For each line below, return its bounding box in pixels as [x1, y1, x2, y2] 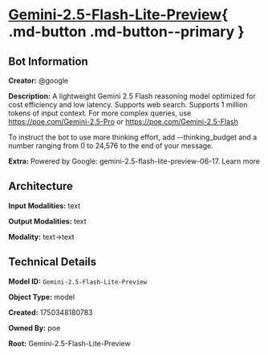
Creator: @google [8, 76, 69, 85]
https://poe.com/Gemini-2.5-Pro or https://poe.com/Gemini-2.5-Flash [8, 117, 238, 126]
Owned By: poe [8, 323, 61, 333]
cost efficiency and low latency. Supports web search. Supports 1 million [8, 100, 248, 109]
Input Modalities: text [8, 200, 81, 210]
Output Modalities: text [8, 216, 87, 226]
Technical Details [8, 255, 97, 269]
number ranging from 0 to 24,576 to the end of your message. [8, 141, 214, 150]
